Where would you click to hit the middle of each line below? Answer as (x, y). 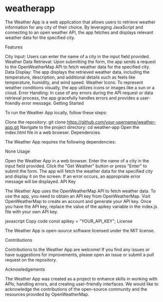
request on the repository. (31, 260)
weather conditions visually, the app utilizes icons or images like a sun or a (80, 87)
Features (14, 47)
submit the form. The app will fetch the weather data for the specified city (79, 171)
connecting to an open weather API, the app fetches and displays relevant (79, 32)
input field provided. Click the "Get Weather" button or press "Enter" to (76, 166)
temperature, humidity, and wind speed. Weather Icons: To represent (74, 82)
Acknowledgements (25, 269)
